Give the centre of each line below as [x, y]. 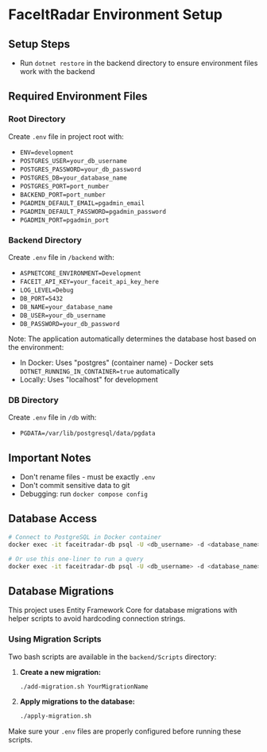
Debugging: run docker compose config [84, 494]
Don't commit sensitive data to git [75, 486]
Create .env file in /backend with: [62, 257]
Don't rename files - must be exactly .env [87, 477]
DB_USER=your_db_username [62, 316]
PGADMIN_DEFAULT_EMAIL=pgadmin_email [82, 203]
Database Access [53, 519]
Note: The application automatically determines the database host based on [132, 339]
